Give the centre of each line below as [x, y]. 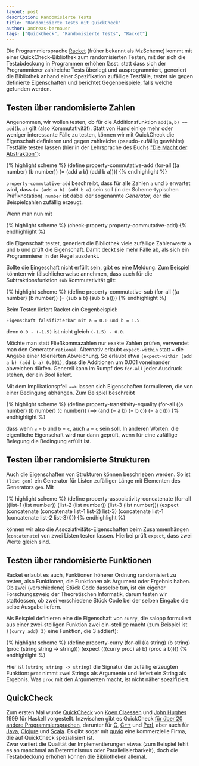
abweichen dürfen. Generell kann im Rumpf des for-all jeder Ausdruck [94, 368]
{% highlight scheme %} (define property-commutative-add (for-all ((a [93, 165]
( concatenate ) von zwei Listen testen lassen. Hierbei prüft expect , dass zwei [99, 535]
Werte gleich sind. [28, 542]
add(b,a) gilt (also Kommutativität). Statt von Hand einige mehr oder [90, 128]
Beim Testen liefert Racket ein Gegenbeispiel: [62, 309]
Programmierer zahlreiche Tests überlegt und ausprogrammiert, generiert [96, 70]
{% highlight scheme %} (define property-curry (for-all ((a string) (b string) [98, 643]
